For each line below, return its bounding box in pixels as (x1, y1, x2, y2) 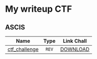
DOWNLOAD (60, 46, 90, 53)
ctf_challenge (7, 46, 39, 53)
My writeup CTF (5, 3, 72, 15)
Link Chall (63, 38, 87, 44)
